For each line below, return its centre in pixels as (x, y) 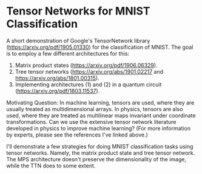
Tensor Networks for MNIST (78, 11)
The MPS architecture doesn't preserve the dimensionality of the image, (96, 159)
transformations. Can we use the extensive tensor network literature (91, 121)
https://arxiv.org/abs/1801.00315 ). (57, 78)
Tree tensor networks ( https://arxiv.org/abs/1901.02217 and (89, 71)
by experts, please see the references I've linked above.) (77, 135)
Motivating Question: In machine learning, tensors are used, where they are (100, 102)
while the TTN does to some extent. (51, 166)
